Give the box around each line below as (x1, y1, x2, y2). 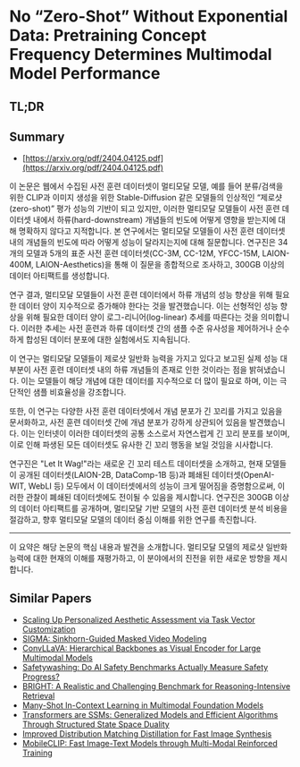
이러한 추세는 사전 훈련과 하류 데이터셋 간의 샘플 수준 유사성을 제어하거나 (21, 323, 274, 334)
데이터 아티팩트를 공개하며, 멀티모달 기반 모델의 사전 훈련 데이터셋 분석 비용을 (18, 503, 288, 514)
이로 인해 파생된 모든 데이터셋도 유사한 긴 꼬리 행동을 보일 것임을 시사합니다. (9, 439, 274, 450)
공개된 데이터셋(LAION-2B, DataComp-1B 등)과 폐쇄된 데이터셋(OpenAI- (18, 470, 275, 481)
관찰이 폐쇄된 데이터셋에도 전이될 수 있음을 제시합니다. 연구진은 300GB (25, 492, 273, 503)
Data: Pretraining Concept (9, 25, 207, 46)
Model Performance (9, 64, 161, 84)
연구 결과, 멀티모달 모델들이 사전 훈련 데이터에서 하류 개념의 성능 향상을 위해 (9, 289, 274, 301)
